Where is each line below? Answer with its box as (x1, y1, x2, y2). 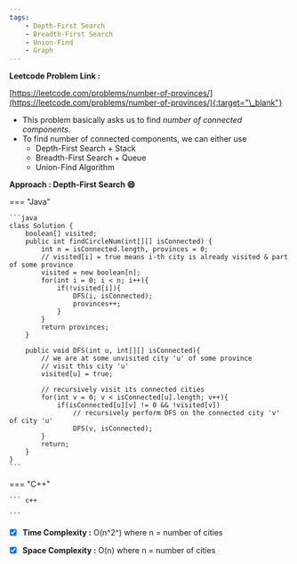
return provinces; (41, 323, 109, 332)
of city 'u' (9, 416, 53, 426)
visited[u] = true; (41, 370, 114, 379)
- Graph (25, 46, 53, 55)
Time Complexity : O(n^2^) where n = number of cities (21, 527, 223, 538)
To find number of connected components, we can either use (21, 134, 247, 144)
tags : (9, 12, 29, 22)
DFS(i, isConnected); (72, 291, 153, 301)
